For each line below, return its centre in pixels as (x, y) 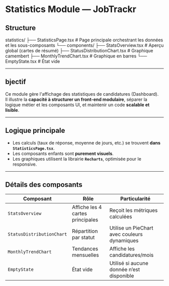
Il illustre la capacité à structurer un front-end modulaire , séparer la (76, 99)
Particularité (135, 199)
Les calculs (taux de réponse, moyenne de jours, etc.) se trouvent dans (87, 142)
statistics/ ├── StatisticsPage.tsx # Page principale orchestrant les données (84, 40)
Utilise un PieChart (131, 228)
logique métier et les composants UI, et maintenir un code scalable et (77, 105)
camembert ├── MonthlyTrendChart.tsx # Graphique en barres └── (76, 56)
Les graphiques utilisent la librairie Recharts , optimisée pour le (77, 159)
